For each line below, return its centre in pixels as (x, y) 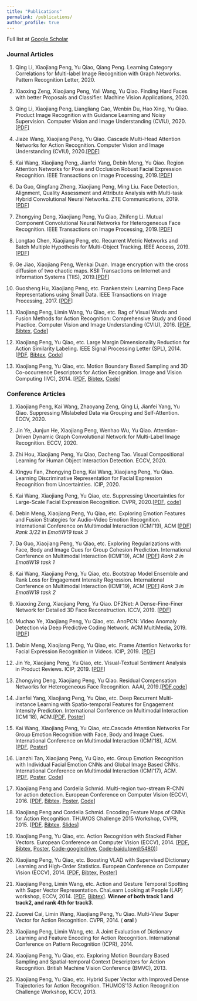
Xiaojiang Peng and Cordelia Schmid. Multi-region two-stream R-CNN (99, 788)
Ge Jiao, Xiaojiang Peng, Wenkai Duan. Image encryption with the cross (102, 264)
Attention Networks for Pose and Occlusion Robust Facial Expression (98, 169)
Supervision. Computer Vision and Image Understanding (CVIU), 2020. (101, 121)
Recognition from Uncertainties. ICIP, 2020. (68, 484)
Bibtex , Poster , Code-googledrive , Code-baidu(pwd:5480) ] (86, 848)
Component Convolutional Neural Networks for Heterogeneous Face (98, 223)
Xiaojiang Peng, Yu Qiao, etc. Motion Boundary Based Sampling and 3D (101, 366)
